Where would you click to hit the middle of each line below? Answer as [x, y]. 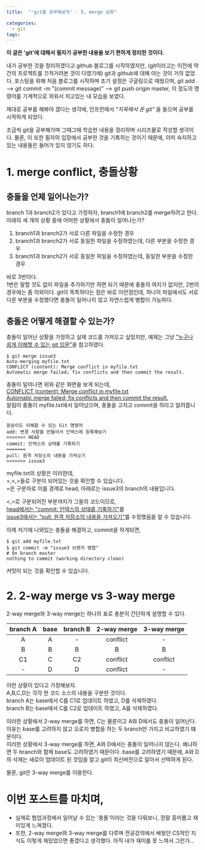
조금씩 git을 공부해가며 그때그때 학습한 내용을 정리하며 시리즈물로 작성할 [92, 130]
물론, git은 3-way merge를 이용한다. [50, 773]
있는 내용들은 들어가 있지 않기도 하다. [50, 145]
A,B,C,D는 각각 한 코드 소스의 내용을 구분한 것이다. [67, 693]
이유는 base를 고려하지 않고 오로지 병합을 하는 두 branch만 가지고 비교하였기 [98, 729]
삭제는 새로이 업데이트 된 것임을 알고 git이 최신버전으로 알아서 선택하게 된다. [103, 759]
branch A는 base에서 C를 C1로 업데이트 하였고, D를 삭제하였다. [82, 701]
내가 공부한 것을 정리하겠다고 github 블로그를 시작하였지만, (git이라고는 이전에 [99, 66]
